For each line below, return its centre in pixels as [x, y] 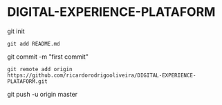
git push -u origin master [43, 94]
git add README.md [34, 44]
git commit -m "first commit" [48, 57]
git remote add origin [40, 69]
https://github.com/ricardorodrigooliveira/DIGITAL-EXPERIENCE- [102, 75]
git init [16, 31]
